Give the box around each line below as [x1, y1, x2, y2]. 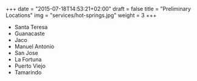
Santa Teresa [14, 24, 48, 30]
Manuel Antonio [14, 43, 55, 50]
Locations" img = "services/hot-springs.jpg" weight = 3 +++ [5, 12, 157, 19]
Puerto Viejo [14, 62, 46, 69]
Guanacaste [14, 30, 45, 37]
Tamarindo [14, 69, 42, 76]
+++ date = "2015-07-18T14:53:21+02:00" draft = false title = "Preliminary [5, 5, 191, 12]
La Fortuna [14, 56, 42, 63]
